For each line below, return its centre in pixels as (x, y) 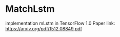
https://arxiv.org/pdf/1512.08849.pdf (44, 28)
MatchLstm (30, 9)
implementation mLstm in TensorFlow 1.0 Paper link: (60, 23)
